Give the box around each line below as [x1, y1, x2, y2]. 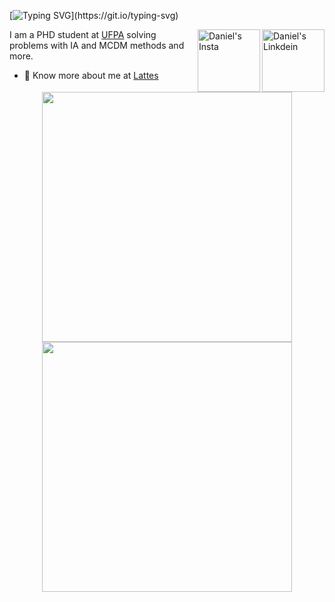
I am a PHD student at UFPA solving [9, 29, 157, 40]
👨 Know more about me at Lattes [23, 70, 159, 81]
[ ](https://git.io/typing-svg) [9, 10, 179, 21]
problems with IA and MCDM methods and [9, 40, 185, 51]
